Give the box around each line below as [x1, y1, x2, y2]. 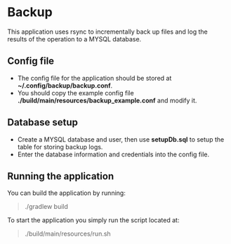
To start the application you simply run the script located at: [7, 216, 180, 224]
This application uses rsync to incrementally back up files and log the [7, 27, 209, 36]
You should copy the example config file [17, 88, 135, 97]
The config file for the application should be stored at [17, 74, 172, 82]
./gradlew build [24, 203, 69, 211]
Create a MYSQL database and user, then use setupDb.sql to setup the [17, 135, 225, 144]
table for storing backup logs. [17, 142, 103, 151]
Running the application [7, 170, 114, 182]
